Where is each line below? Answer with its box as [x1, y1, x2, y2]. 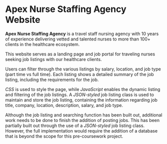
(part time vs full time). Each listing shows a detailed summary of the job [5, 71, 154, 77]
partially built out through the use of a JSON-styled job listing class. [5, 122, 145, 128]
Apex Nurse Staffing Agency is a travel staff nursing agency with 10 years [5, 30, 159, 36]
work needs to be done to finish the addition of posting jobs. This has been [5, 117, 160, 123]
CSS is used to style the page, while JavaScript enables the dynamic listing [5, 86, 160, 92]
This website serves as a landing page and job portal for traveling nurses [5, 51, 155, 57]
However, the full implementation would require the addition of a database [5, 127, 158, 133]
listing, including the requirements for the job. [5, 76, 99, 82]
